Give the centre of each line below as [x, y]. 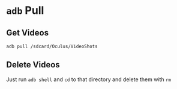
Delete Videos [33, 65]
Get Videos [28, 33]
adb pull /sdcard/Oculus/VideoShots [52, 46]
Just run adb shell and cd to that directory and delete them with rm [89, 79]
